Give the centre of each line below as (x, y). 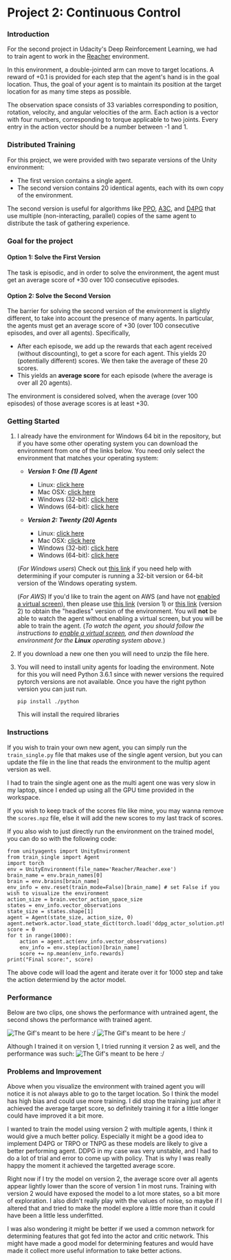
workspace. (24, 797)
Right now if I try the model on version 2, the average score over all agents (113, 1179)
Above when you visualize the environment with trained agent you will (106, 1087)
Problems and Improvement (54, 1071)
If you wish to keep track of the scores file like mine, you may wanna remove (115, 811)
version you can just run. (52, 689)
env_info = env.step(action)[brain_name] (79, 948)
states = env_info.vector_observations (64, 905)
